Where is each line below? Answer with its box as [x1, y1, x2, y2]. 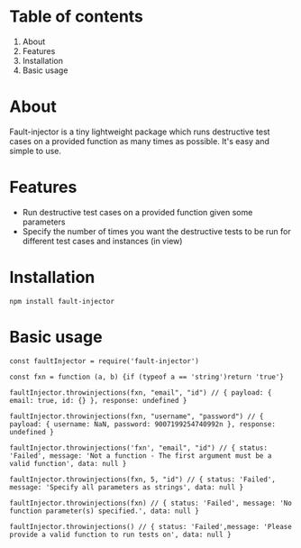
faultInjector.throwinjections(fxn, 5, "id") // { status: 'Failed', [9, 475, 277, 484]
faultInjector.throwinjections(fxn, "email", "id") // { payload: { [9, 388, 272, 397]
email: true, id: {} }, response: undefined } [9, 396, 187, 405]
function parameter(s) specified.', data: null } [9, 507, 200, 516]
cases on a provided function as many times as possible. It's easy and [9, 135, 270, 146]
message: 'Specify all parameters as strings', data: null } [9, 482, 244, 492]
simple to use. [9, 145, 61, 156]
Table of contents [9, 6, 144, 27]
